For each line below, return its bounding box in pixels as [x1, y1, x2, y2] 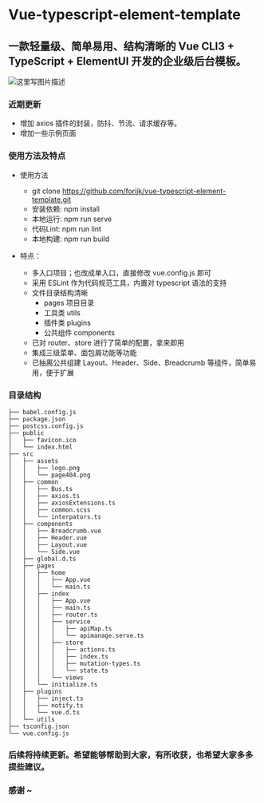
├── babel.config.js [8, 408, 77, 416]
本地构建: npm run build [31, 234, 110, 243]
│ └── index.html [8, 443, 73, 451]
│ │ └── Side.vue [8, 548, 81, 556]
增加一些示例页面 [19, 129, 77, 138]
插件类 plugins [43, 318, 92, 327]
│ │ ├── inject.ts [8, 694, 84, 702]
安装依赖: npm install [31, 204, 100, 213]
